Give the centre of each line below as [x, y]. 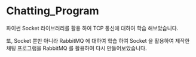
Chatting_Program [53, 11]
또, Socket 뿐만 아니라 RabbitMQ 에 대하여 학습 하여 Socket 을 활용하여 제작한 [98, 40]
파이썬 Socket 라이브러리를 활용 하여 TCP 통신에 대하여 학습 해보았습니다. [92, 28]
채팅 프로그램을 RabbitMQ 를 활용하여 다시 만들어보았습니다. [77, 48]
